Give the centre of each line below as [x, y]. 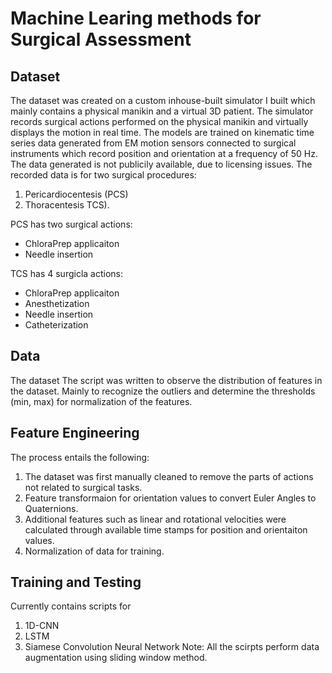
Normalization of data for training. [94, 551]
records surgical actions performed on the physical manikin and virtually [159, 121]
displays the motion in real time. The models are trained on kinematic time [162, 132]
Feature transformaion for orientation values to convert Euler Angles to [170, 498]
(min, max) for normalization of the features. [101, 401]
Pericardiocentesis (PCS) [76, 194]
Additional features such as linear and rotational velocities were [155, 519]
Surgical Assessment [101, 39]
